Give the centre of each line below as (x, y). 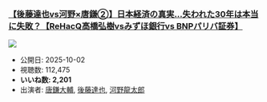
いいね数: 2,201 (46, 80)
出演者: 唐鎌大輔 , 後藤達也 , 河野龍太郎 (82, 90)
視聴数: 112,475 (45, 70)
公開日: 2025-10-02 (53, 60)
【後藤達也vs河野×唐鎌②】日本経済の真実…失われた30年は (125, 14)
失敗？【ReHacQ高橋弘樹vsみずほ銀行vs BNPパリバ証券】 (129, 25)
